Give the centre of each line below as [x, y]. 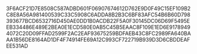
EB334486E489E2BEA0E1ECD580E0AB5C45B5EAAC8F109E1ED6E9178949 [98, 27]
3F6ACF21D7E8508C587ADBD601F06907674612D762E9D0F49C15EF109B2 [98, 9]
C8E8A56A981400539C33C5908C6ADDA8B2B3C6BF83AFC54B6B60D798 [98, 15]
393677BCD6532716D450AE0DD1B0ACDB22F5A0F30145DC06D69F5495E [98, 21]
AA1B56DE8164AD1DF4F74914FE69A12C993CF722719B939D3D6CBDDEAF [98, 40]
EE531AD [17, 46]
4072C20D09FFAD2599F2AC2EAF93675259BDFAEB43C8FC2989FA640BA [98, 33]
